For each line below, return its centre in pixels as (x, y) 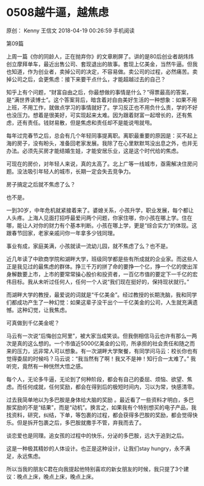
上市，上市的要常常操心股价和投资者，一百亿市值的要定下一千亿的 (110, 274)
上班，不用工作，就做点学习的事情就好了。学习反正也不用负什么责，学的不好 (102, 107)
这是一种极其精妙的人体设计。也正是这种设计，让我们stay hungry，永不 (96, 448)
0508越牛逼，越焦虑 (58, 12)
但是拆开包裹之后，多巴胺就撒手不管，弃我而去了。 (80, 422)
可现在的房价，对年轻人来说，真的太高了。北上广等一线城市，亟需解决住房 (99, 164)
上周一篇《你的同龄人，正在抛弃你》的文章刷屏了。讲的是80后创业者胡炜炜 (100, 56)
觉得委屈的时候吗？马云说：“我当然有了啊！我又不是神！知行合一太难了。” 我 (101, 358)
